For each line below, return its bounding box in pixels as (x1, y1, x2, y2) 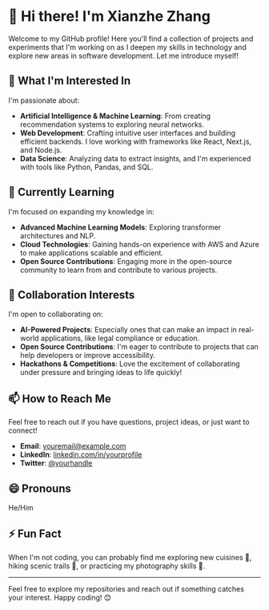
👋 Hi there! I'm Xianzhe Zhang (8, 7, 211, 26)
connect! (8, 425, 38, 436)
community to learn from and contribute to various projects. (19, 265, 218, 274)
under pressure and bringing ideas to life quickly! (19, 368, 183, 377)
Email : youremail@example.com (19, 441, 126, 451)
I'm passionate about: (8, 96, 80, 105)
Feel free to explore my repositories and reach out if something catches (8, 584, 244, 593)
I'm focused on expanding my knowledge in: (8, 206, 155, 216)
